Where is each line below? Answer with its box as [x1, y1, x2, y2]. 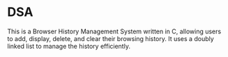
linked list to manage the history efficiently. [7, 42, 131, 50]
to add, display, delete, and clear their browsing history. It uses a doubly [7, 34, 214, 42]
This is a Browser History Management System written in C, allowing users [7, 27, 222, 35]
